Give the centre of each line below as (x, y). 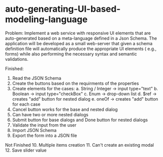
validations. (17, 59)
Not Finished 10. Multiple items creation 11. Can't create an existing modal (80, 145)
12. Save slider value (26, 150)
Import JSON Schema (34, 130)
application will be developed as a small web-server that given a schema (79, 43)
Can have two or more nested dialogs (50, 114)
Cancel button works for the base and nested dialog (65, 109)
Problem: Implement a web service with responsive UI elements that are (78, 33)
